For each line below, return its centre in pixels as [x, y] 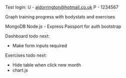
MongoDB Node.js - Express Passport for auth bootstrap [63, 26]
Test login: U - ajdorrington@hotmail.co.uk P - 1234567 [62, 7]
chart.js [20, 70]
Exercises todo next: [26, 55]
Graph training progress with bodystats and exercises [60, 17]
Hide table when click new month [47, 65]
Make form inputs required [40, 46]
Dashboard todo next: [27, 36]
